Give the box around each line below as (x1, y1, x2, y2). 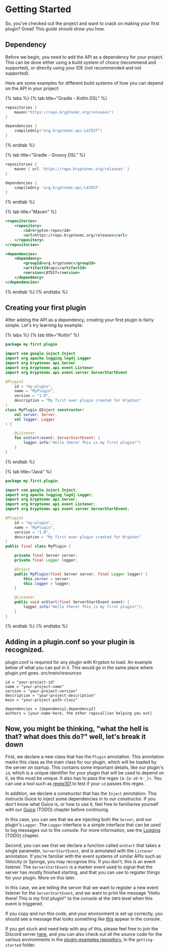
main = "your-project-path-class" (5, 697, 78, 702)
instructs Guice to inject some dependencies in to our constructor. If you (5, 796, 156, 802)
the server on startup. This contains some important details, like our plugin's (5, 764, 164, 770)
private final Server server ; (14, 553, 78, 558)
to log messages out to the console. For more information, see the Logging (5, 827, 160, 833)
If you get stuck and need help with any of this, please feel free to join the (5, 926, 158, 932)
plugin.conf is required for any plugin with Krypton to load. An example (5, 659, 152, 665)
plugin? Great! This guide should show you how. (5, 25, 105, 31)
